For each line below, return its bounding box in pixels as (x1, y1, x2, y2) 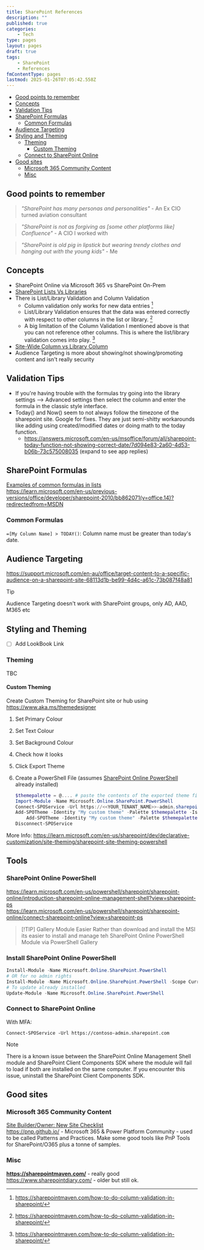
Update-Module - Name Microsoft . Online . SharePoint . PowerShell (6, 990, 165, 996)
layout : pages (6, 43, 42, 49)
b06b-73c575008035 (24, 448, 79, 455)
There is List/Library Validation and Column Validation (15, 294, 150, 302)
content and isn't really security (15, 355, 95, 363)
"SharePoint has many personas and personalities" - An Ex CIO (21, 204, 181, 212)
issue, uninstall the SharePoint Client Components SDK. (6, 1072, 145, 1079)
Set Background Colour (15, 738, 74, 746)
